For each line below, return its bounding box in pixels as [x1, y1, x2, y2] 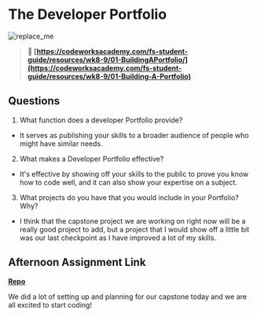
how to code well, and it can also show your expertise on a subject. [19, 177, 237, 187]
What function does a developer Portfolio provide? [19, 115, 183, 125]
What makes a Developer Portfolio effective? [19, 154, 164, 163]
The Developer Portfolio [8, 5, 167, 24]
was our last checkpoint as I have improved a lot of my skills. [19, 233, 217, 242]
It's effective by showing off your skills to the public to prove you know [19, 169, 249, 178]
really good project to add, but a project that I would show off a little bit [19, 224, 250, 234]
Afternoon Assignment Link [8, 256, 146, 269]
